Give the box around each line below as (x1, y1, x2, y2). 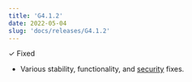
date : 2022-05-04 (8, 19, 67, 27)
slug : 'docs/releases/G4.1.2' (8, 27, 111, 35)
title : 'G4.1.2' (8, 11, 63, 20)
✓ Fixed (8, 49, 36, 59)
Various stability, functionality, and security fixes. (19, 64, 185, 74)
